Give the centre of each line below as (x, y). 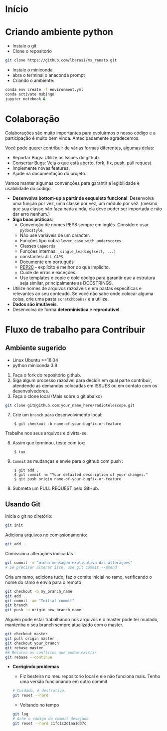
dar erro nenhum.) (31, 214)
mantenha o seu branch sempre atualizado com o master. (64, 625)
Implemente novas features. (41, 168)
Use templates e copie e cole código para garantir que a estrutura (87, 278)
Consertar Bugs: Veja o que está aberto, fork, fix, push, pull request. (83, 163)
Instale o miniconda (32, 70)
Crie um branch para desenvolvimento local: (57, 415)
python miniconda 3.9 (35, 365)
